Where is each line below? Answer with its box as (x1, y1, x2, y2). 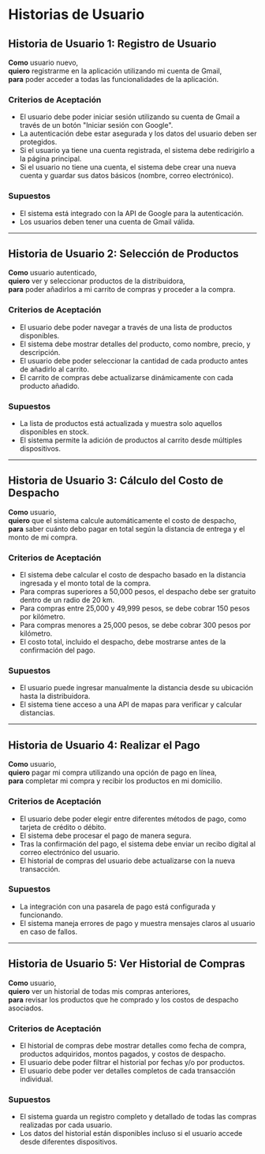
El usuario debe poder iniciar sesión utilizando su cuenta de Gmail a (19, 112, 241, 121)
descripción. (19, 347, 61, 357)
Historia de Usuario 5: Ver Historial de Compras (8, 957, 246, 971)
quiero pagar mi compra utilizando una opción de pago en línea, (8, 767, 217, 778)
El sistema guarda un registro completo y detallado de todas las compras (19, 1112, 257, 1122)
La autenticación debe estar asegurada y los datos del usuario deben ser (19, 129, 257, 139)
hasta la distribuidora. (19, 692, 91, 701)
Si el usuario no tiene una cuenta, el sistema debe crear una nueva (19, 162, 237, 172)
